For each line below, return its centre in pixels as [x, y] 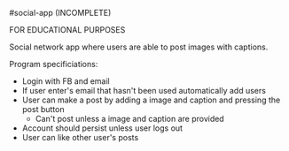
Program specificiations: [54, 64]
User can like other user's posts [80, 137]
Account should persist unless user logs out [102, 128]
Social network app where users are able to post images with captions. [139, 47]
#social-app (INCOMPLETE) [60, 13]
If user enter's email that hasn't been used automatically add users [144, 91]
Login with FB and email [66, 81]
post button [43, 109]
